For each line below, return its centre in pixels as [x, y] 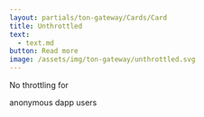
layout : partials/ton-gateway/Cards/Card [88, 18]
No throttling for [39, 85]
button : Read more [44, 51]
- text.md [36, 43]
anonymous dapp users [53, 103]
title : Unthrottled [46, 26]
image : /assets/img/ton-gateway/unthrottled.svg [102, 59]
